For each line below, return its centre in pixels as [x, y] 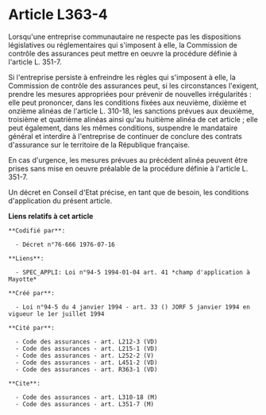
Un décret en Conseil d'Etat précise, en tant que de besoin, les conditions [129, 192]
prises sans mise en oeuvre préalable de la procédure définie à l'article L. [128, 168]
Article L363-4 [58, 15]
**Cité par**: [32, 328]
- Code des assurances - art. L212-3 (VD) [87, 342]
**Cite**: [25, 383]
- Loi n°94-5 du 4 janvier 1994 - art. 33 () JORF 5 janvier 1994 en [133, 307]
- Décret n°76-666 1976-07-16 [65, 244]
